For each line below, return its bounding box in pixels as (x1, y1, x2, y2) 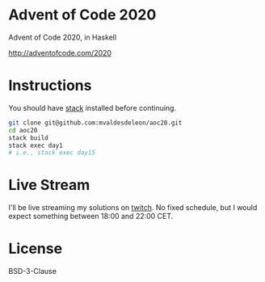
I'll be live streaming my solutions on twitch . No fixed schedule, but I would (8, 203, 258, 213)
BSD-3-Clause (8, 267, 57, 276)
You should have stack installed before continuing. (8, 103, 176, 112)
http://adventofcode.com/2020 (8, 48, 111, 57)
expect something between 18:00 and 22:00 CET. (8, 212, 174, 221)
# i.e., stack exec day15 (8, 149, 95, 157)
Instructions (8, 77, 92, 95)
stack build (8, 133, 48, 142)
